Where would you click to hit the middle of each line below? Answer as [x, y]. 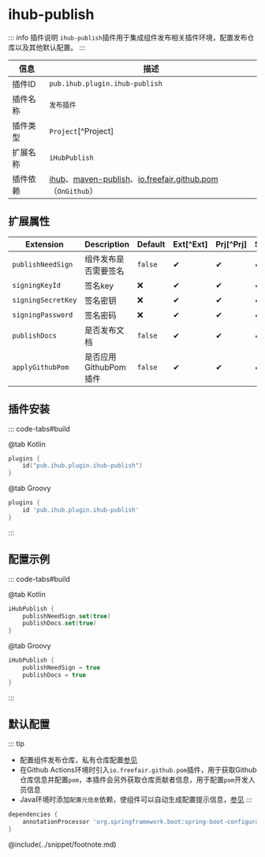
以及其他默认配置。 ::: [50, 47]
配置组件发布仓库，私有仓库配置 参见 [78, 760]
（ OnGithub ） [73, 191]
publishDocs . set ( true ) [60, 623]
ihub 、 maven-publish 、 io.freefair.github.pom [134, 179]
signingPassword [43, 315]
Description [107, 244]
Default [151, 244]
